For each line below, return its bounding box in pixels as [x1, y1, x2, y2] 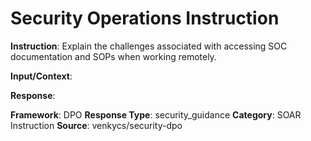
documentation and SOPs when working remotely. [10, 50, 217, 62]
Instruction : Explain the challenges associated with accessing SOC [10, 40, 288, 52]
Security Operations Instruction [10, 7, 280, 30]
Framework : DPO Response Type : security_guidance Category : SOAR [10, 108, 302, 121]
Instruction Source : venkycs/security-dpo [10, 119, 183, 131]
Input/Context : [10, 70, 73, 82]
